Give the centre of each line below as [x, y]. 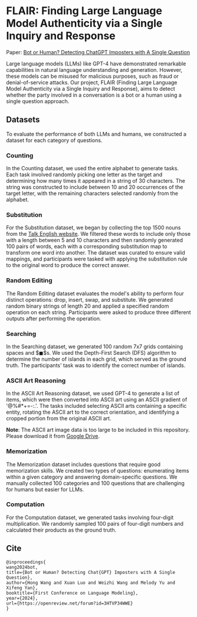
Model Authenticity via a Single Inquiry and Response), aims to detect [91, 88]
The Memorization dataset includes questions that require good [83, 464]
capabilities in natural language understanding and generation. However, [94, 70]
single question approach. [38, 101]
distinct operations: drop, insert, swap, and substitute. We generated [89, 299]
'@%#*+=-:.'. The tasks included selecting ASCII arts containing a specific [96, 406]
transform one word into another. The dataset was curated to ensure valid [96, 253]
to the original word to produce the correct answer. [68, 265]
